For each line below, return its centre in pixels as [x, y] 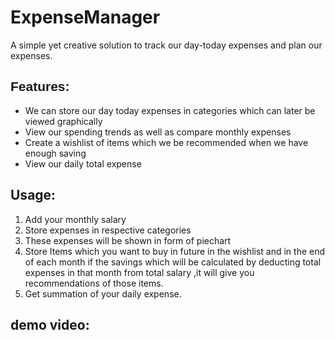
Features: [40, 87]
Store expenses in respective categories [108, 230]
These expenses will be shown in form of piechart [128, 240]
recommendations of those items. [94, 283]
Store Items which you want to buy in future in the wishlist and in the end [175, 251]
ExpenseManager [85, 17]
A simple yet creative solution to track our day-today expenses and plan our [166, 45]
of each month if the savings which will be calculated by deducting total [173, 262]
